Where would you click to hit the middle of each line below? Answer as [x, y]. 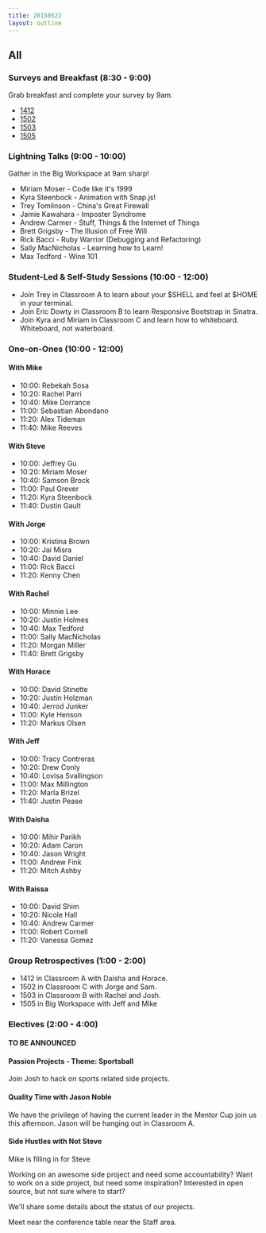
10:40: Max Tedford [52, 628]
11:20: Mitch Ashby [50, 871]
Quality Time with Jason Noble [60, 1096]
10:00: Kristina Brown [54, 542]
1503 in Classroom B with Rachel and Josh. [90, 995]
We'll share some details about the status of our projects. [102, 1206]
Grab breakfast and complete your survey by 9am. [91, 95]
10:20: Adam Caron [51, 845]
